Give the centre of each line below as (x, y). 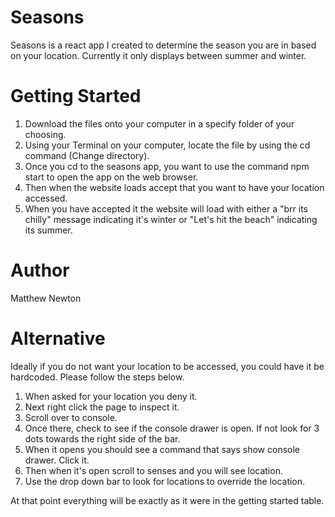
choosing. (45, 134)
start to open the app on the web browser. (111, 177)
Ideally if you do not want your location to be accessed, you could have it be (167, 366)
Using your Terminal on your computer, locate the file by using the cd (167, 145)
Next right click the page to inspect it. (102, 407)
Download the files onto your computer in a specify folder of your (159, 123)
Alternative (58, 338)
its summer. (48, 230)
